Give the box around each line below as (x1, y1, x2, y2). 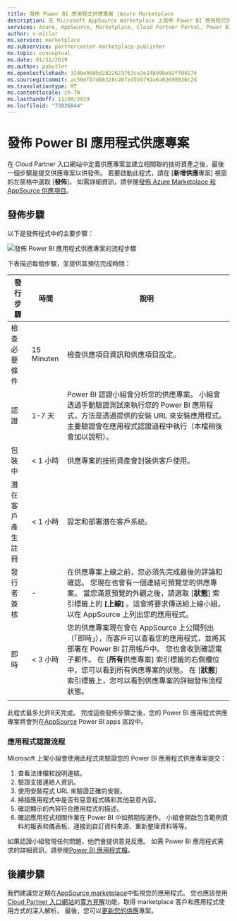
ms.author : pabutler (7, 63, 68, 70)
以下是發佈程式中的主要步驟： (7, 229, 94, 237)
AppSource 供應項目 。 (7, 186, 73, 194)
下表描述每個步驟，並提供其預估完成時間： (7, 259, 131, 267)
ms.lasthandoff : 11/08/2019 (7, 96, 90, 103)
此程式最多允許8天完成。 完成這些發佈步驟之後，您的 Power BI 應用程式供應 (7, 708, 228, 717)
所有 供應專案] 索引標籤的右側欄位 (109, 655, 220, 664)
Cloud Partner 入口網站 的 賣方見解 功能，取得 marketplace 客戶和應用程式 (7, 897, 219, 905)
